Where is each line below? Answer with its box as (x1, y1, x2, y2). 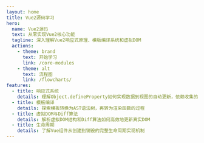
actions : (12, 43, 34, 49)
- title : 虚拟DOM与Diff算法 (12, 111, 78, 117)
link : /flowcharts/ (22, 77, 72, 83)
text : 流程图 (22, 71, 53, 77)
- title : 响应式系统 (12, 88, 59, 94)
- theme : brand (17, 49, 56, 55)
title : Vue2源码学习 (6, 15, 55, 21)
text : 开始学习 (22, 54, 58, 60)
